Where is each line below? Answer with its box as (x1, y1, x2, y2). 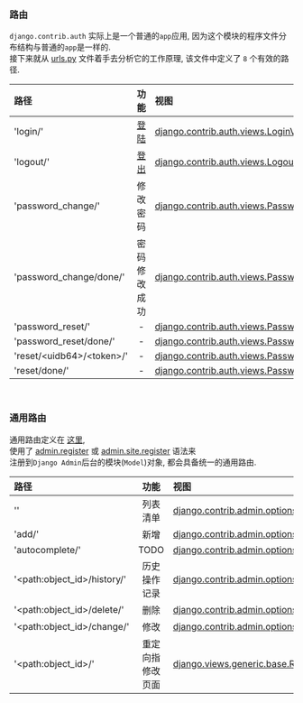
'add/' (14, 527, 39, 540)
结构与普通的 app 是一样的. (16, 42, 111, 52)
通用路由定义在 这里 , (9, 434, 86, 445)
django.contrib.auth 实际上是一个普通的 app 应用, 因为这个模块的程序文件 (9, 31, 280, 42)
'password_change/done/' (14, 271, 125, 283)
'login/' (14, 125, 43, 138)
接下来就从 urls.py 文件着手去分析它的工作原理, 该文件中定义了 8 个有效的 (9, 53, 281, 64)
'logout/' (14, 156, 50, 169)
